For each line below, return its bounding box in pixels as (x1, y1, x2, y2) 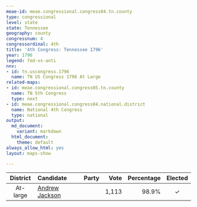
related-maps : (6, 80, 41, 86)
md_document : (11, 123, 43, 129)
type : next (11, 96, 38, 101)
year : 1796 (6, 52, 33, 58)
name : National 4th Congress (11, 107, 83, 113)
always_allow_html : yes (6, 145, 64, 151)
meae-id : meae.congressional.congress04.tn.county (6, 8, 133, 15)
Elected (166, 174, 188, 182)
